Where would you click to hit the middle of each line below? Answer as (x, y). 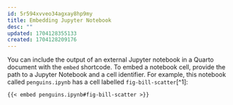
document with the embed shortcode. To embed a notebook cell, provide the (116, 67)
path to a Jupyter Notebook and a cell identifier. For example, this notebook (117, 75)
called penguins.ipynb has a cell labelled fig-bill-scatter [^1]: (98, 82)
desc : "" (20, 27)
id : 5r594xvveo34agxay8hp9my (50, 14)
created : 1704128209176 (42, 40)
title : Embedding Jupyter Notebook (59, 20)
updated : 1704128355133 (42, 33)
